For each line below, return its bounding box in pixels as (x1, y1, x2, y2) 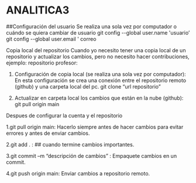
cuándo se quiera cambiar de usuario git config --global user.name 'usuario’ (6, 29, 190, 36)
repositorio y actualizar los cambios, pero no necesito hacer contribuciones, (6, 53, 190, 60)
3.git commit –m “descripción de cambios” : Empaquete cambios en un (6, 152, 177, 159)
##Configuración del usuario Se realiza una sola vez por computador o (6, 23, 177, 30)
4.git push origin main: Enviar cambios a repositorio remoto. (6, 170, 150, 177)
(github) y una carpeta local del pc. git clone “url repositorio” (14, 83, 161, 90)
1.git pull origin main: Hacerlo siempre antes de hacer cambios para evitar (6, 123, 184, 130)
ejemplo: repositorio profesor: (6, 59, 78, 66)
